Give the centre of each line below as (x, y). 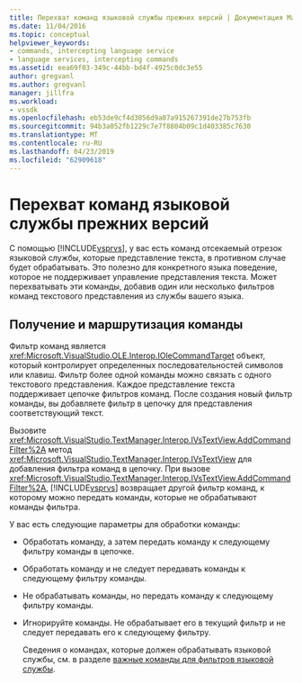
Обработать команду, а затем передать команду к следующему (146, 542)
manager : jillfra (42, 93)
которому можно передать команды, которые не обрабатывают (133, 498)
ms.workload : (34, 101)
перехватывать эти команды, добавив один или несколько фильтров (142, 287)
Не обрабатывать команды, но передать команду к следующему (148, 596)
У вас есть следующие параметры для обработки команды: (125, 525)
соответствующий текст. (57, 413)
